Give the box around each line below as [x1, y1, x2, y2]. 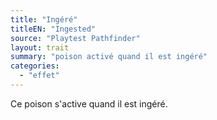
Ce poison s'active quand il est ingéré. [10, 97, 168, 110]
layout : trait [10, 42, 70, 53]
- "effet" [19, 71, 60, 81]
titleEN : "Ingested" [10, 24, 97, 34]
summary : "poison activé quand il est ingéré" [10, 52, 208, 62]
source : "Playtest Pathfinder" [10, 33, 141, 43]
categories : [10, 61, 60, 71]
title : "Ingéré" [10, 14, 78, 25]
